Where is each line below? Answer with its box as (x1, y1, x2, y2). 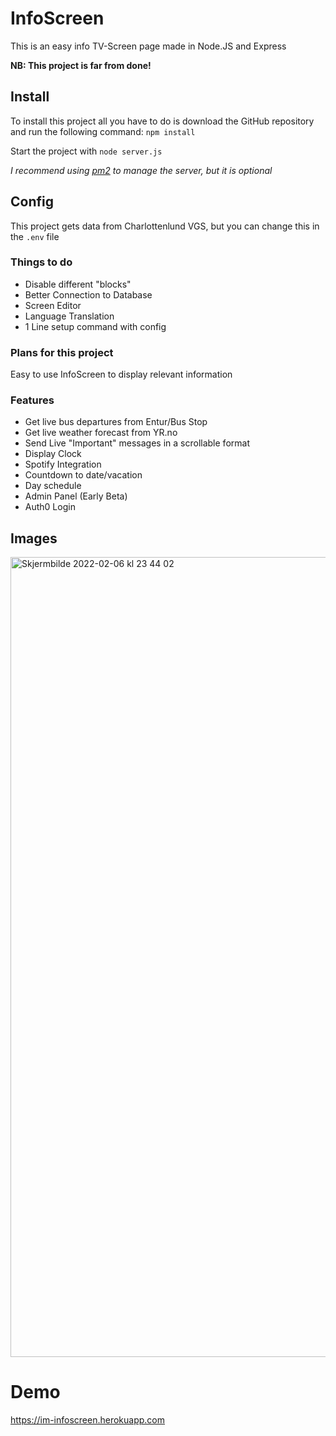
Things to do (10, 255, 73, 269)
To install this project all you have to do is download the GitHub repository (10, 115, 315, 127)
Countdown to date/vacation (24, 469, 143, 481)
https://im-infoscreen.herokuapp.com (10, 1414, 166, 1426)
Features (10, 393, 55, 407)
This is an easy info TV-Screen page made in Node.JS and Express (10, 40, 287, 52)
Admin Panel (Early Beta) (24, 490, 128, 502)
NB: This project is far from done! (10, 59, 152, 71)
